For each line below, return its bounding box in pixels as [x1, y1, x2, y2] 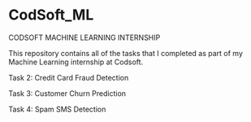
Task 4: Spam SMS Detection [8, 104, 106, 114]
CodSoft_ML [8, 6, 94, 24]
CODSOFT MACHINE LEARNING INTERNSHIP [8, 33, 161, 42]
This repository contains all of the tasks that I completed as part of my [8, 48, 244, 58]
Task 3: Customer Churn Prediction [8, 88, 127, 98]
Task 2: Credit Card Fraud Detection [8, 72, 129, 82]
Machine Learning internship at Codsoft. [8, 57, 144, 67]
